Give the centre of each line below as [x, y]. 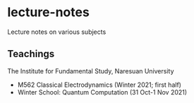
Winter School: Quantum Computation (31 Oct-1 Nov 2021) [102, 92]
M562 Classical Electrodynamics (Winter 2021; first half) [99, 85]
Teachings [31, 54]
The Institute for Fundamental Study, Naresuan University [91, 71]
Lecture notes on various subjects [57, 32]
